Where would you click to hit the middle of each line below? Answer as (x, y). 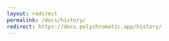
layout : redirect (32, 14)
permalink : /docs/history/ (46, 20)
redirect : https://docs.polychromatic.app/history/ (84, 26)
